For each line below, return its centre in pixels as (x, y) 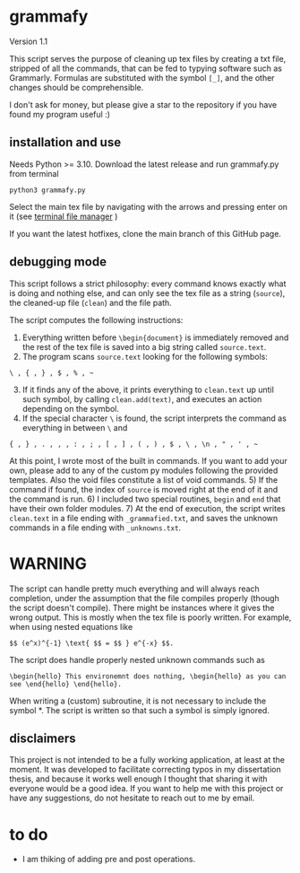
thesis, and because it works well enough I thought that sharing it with (138, 779)
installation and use (65, 142)
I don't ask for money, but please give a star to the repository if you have (143, 104)
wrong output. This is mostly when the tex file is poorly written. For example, (150, 617)
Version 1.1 (28, 41)
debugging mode (58, 262)
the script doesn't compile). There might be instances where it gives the (142, 607)
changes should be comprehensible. (77, 87)
